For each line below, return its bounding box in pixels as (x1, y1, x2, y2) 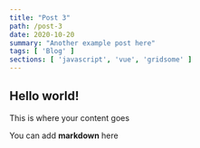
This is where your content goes (9, 112, 129, 123)
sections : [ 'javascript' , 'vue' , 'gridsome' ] (9, 55, 193, 64)
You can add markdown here (9, 130, 119, 141)
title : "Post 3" (9, 13, 71, 23)
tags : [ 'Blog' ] (9, 47, 75, 56)
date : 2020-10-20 (9, 30, 75, 39)
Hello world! (9, 88, 80, 104)
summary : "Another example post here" (9, 38, 156, 48)
